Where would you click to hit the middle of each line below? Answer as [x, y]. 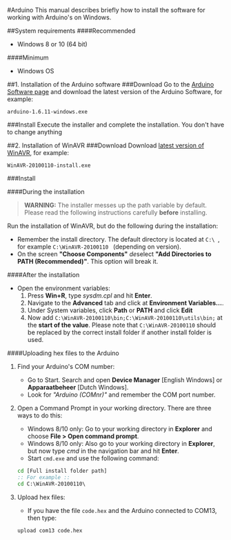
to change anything [34, 132]
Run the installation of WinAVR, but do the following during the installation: [113, 226]
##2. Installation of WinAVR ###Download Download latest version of [106, 145]
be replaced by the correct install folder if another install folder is [120, 332]
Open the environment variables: [63, 288]
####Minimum [28, 57]
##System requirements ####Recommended [71, 31]
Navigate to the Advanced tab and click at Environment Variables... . [125, 303]
